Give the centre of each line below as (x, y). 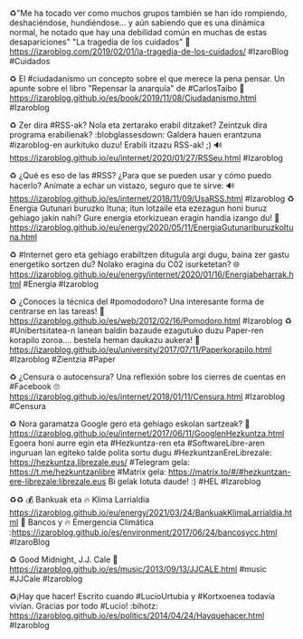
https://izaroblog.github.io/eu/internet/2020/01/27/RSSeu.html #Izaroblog (146, 158)
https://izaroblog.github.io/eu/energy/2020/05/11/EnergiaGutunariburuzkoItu (151, 227)
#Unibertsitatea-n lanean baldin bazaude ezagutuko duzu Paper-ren (137, 330)
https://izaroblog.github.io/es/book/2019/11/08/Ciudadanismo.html (133, 98)
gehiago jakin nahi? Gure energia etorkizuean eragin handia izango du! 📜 (145, 218)
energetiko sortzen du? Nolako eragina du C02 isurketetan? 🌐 (125, 264)
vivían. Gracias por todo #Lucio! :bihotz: (84, 606)
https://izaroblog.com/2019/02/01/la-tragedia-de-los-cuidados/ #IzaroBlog (149, 52)
